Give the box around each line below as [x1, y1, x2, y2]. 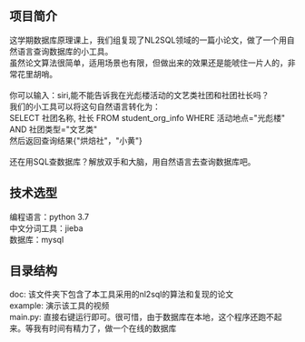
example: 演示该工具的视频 [9, 300, 110, 311]
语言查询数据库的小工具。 [16, 45, 113, 56]
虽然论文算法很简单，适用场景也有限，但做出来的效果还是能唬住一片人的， [9, 57, 288, 68]
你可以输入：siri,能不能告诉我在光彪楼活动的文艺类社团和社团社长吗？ [9, 89, 270, 100]
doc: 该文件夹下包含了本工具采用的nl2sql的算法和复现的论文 [9, 289, 234, 300]
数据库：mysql [9, 234, 64, 245]
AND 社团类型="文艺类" [9, 124, 98, 135]
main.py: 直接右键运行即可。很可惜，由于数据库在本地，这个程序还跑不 [9, 312, 274, 323]
